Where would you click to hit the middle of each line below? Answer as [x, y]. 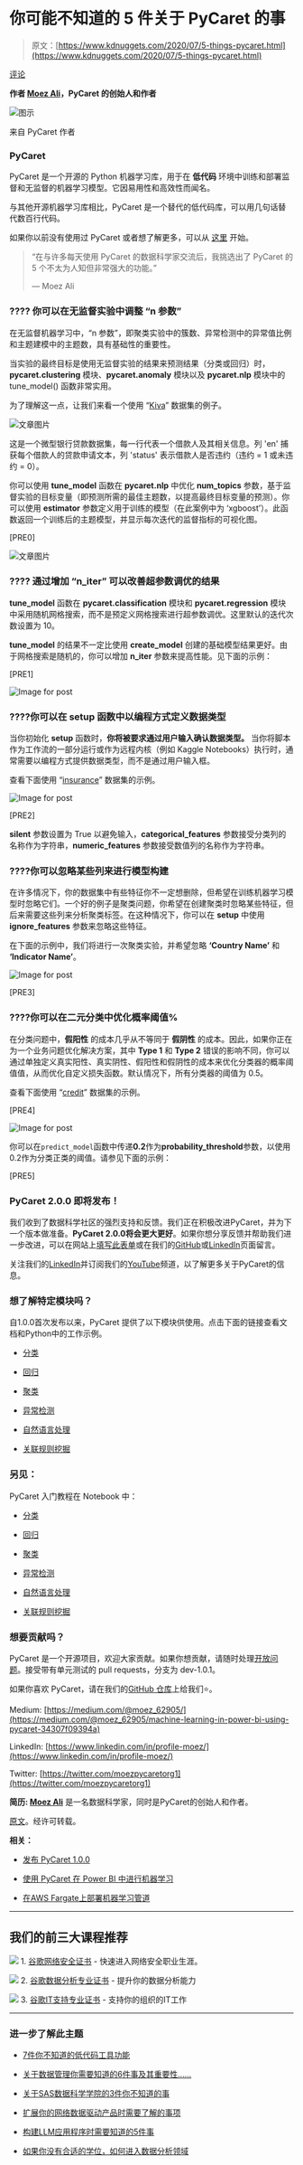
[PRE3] [23, 993]
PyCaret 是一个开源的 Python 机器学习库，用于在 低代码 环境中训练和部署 [146, 176]
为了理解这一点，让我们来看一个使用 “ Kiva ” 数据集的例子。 [118, 405]
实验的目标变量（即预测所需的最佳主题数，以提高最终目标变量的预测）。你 [153, 496]
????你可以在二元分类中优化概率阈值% [94, 1018]
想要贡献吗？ [37, 1637]
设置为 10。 [38, 626]
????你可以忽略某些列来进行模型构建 [89, 871]
